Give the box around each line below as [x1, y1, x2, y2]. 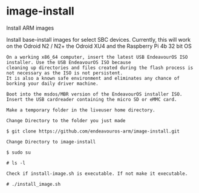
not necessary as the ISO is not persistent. [6, 70, 123, 76]
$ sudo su [6, 149, 31, 155]
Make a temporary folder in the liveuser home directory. [6, 107, 155, 113]
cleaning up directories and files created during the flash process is [6, 65, 194, 71]
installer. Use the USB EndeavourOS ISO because [6, 59, 131, 65]
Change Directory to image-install [6, 139, 96, 145]
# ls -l [6, 160, 26, 166]
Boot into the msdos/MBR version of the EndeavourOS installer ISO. [6, 91, 183, 97]
